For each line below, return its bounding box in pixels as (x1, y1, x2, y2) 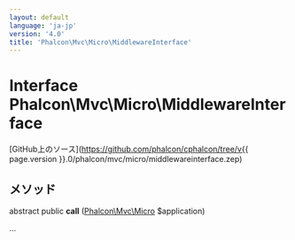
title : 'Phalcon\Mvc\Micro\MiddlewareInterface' (9, 37, 192, 47)
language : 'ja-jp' (9, 21, 77, 30)
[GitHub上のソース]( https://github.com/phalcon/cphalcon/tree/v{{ (9, 143, 249, 155)
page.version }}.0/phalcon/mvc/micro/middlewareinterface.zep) (9, 154, 243, 165)
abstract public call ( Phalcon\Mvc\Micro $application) (9, 205, 206, 216)
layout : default (9, 12, 69, 22)
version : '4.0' (9, 29, 66, 38)
